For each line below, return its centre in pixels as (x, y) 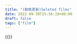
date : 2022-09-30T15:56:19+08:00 (39, 14)
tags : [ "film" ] (20, 23)
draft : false (18, 18)
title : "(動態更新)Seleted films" (38, 9)
